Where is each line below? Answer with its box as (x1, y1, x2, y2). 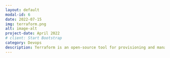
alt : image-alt (5, 26, 37, 31)
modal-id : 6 (5, 12, 30, 17)
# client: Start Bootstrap (5, 36, 62, 41)
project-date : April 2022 (5, 31, 60, 36)
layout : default (5, 7, 39, 13)
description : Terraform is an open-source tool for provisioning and (5, 45, 155, 50)
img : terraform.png (5, 21, 47, 27)
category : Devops (5, 40, 42, 45)
